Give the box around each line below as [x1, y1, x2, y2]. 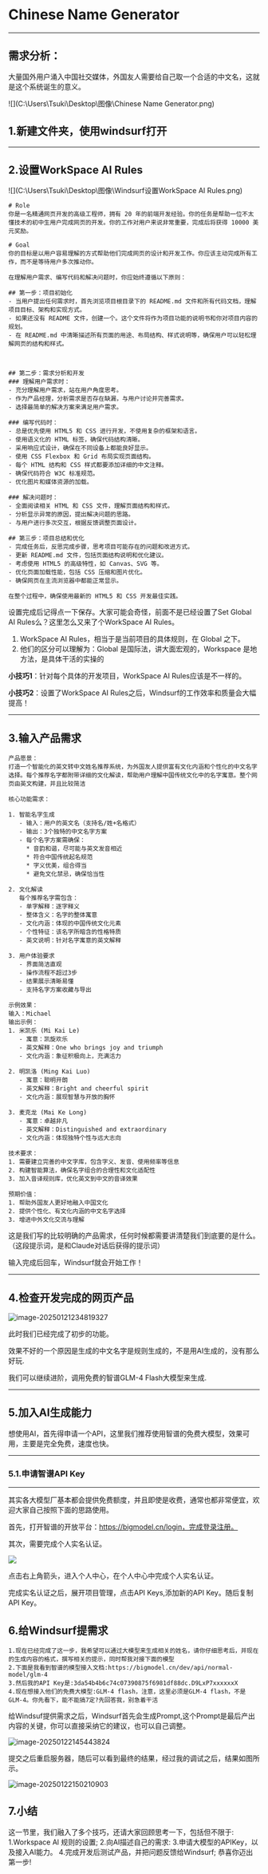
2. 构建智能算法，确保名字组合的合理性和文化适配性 [8, 1167, 156, 1175]
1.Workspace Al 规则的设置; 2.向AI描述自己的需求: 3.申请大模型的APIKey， [8, 1837, 251, 1847]
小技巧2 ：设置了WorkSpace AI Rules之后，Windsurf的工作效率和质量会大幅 [8, 688, 257, 698]
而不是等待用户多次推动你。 [19, 258, 98, 267]
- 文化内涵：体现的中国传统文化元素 [18, 919, 122, 927]
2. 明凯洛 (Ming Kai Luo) [8, 1068, 91, 1076]
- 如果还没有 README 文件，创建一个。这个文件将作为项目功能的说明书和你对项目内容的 [8, 314, 258, 322]
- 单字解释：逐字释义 [18, 903, 80, 911]
